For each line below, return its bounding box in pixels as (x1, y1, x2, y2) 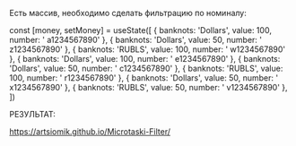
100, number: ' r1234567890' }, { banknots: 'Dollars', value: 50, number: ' (9, 73, 279, 83)
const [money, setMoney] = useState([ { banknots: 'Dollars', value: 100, (9, 25, 272, 35)
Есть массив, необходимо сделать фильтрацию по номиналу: (9, 8, 247, 18)
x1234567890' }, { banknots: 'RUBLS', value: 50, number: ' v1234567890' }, (9, 82, 289, 92)
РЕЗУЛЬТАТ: (9, 109, 57, 119)
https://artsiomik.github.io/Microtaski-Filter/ (9, 126, 170, 137)
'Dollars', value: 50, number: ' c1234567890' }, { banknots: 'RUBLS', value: (9, 63, 283, 73)
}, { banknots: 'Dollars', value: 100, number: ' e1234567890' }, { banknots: (9, 54, 281, 64)
